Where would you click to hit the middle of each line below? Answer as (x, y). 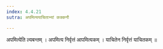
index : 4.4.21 (24, 12)
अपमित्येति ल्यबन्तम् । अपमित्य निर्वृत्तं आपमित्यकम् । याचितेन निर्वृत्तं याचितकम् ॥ (82, 39)
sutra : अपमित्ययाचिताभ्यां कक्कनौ (38, 17)
